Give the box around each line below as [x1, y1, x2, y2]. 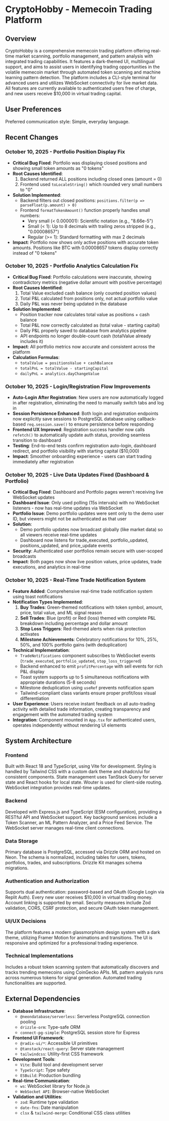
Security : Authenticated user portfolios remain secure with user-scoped [12, 548, 163, 554]
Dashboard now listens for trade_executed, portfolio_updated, [20, 537, 149, 543]
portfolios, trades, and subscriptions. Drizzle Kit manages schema [5, 859, 142, 865]
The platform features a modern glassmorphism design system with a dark [5, 929, 160, 935]
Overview [5, 34, 37, 43]
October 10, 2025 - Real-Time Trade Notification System [5, 576, 146, 583]
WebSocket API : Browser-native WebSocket [20, 1088, 109, 1094]
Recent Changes [5, 133, 59, 142]
